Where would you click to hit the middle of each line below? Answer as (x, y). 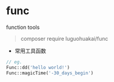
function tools (23, 27)
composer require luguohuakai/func (64, 38)
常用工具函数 (30, 51)
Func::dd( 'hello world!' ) (38, 67)
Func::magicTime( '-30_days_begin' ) (50, 73)
